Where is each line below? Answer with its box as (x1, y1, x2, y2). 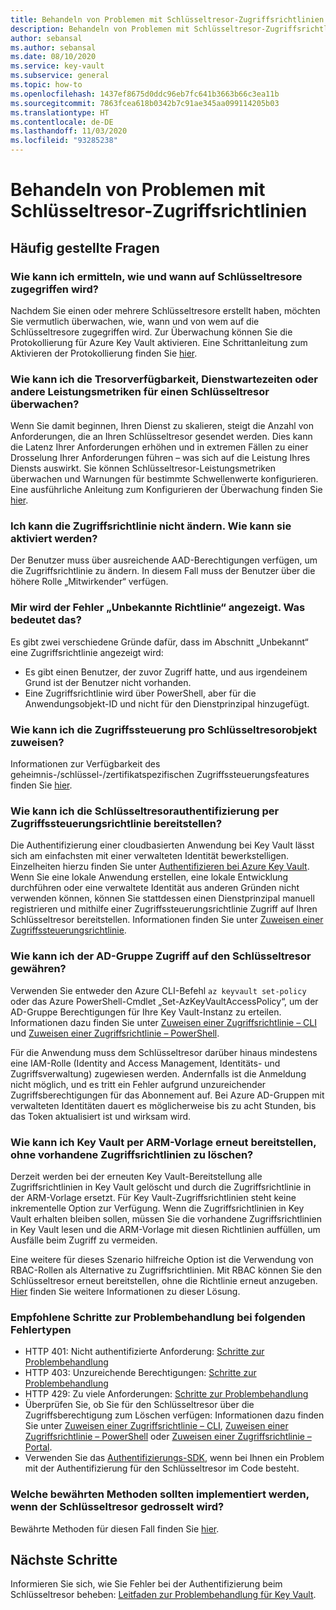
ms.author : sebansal (10, 42, 97, 53)
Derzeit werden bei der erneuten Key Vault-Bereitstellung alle (10, 1170, 263, 1182)
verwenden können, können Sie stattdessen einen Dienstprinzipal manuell (10, 892, 315, 905)
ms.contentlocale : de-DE (10, 117, 114, 127)
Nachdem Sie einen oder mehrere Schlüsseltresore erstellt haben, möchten (10, 304, 321, 316)
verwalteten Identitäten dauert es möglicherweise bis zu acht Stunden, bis (10, 1099, 317, 1111)
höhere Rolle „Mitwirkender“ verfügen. (10, 576, 169, 588)
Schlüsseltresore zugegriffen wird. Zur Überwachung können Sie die (10, 326, 293, 338)
